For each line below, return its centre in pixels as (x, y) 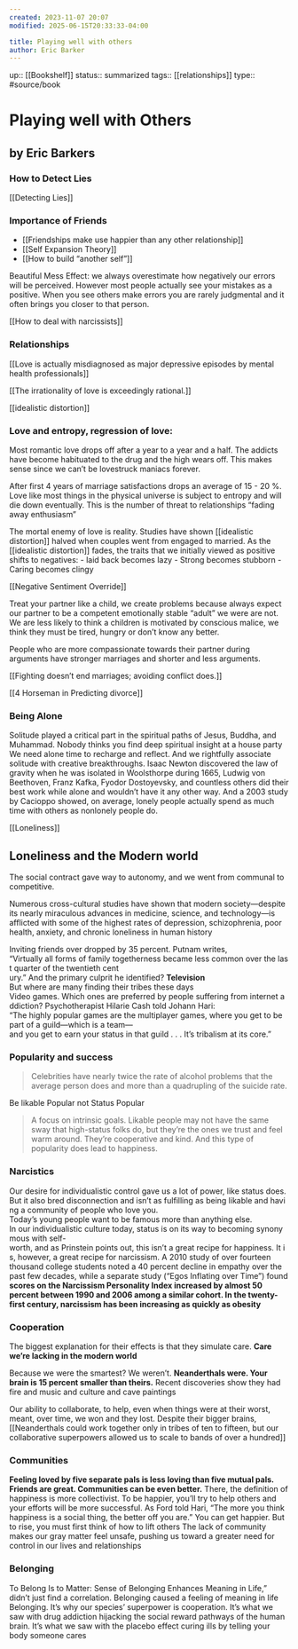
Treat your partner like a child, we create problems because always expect (145, 604)
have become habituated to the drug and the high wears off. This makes (141, 460)
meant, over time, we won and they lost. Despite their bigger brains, (133, 1419)
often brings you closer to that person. (79, 304)
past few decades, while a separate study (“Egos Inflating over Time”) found (149, 1275)
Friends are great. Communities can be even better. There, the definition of (149, 1489)
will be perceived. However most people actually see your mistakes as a (141, 286)
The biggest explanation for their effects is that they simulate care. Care (141, 1346)
